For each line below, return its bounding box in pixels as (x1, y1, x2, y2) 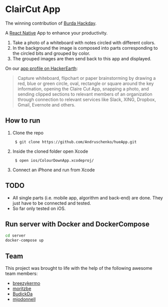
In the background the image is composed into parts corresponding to (12, 45, 158, 51)
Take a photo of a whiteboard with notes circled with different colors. (12, 39, 156, 46)
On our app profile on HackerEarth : (5, 65, 78, 71)
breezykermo (12, 280, 40, 286)
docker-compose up (5, 238, 44, 243)
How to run (5, 117, 41, 125)
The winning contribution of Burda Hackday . (5, 20, 97, 26)
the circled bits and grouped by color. (12, 50, 91, 56)
